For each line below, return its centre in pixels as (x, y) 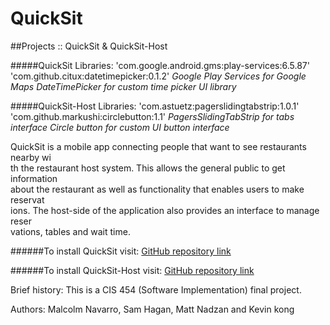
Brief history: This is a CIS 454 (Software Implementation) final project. (156, 289)
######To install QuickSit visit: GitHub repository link (121, 251)
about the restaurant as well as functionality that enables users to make (157, 189)
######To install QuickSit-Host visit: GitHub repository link (132, 270)
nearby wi (31, 157)
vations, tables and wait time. (70, 231)
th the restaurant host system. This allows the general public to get (148, 168)
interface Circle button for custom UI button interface (120, 127)
